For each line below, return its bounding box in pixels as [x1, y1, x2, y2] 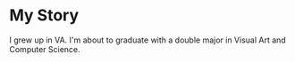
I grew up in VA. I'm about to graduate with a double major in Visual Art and [9, 35, 286, 45]
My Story [9, 5, 80, 26]
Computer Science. [9, 43, 80, 54]
